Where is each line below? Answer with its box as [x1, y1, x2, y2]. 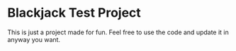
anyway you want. [7, 35, 61, 43]
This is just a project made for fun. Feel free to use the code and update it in [7, 28, 229, 36]
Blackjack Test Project [7, 5, 142, 21]
